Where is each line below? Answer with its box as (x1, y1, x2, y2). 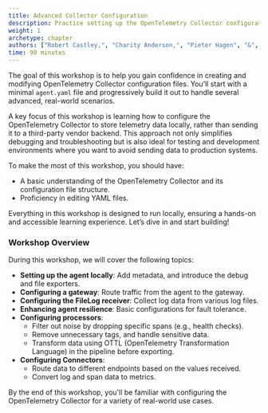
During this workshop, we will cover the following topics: (8, 255, 194, 265)
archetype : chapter (8, 33, 73, 42)
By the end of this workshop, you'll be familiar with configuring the (8, 387, 227, 397)
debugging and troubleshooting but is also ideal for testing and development (8, 137, 260, 146)
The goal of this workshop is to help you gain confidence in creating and (8, 71, 246, 80)
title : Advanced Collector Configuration (8, 11, 148, 20)
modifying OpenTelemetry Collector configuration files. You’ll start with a (8, 79, 247, 88)
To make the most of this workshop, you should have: (8, 161, 185, 170)
